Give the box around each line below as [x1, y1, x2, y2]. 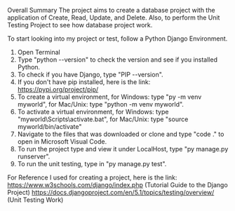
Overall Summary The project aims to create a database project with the [7, 6, 215, 14]
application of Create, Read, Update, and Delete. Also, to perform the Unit [7, 13, 220, 22]
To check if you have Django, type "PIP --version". [17, 70, 163, 79]
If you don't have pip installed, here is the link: [17, 78, 151, 86]
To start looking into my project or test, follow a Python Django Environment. [7, 34, 228, 43]
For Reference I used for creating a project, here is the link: [7, 173, 177, 182]
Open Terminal [17, 48, 61, 56]
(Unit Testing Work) [7, 196, 64, 204]
